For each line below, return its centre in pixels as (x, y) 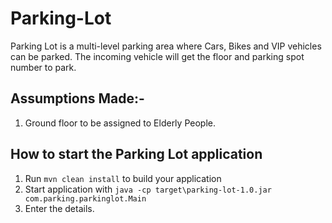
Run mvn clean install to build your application (123, 178)
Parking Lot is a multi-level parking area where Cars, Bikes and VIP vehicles (166, 46)
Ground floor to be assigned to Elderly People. (120, 123)
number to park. (43, 67)
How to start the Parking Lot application (136, 154)
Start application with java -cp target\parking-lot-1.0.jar (148, 189)
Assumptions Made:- (77, 98)
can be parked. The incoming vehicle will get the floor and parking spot (157, 56)
